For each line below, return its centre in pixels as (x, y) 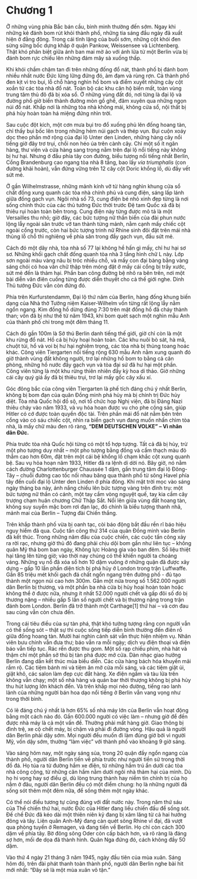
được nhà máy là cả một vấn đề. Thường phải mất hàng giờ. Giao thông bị (95, 723)
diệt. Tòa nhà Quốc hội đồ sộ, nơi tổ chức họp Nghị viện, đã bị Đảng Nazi (94, 401)
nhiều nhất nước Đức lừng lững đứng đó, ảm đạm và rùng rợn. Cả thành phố (98, 76)
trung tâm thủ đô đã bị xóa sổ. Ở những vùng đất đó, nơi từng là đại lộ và (94, 94)
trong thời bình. (24, 698)
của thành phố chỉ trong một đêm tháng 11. (58, 322)
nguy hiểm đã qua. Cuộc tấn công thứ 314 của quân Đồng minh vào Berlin (96, 530)
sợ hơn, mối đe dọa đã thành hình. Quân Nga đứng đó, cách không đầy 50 (96, 839)
